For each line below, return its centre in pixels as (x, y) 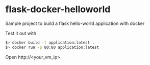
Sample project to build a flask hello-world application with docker (75, 23)
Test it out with (21, 33)
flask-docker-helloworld (58, 9)
